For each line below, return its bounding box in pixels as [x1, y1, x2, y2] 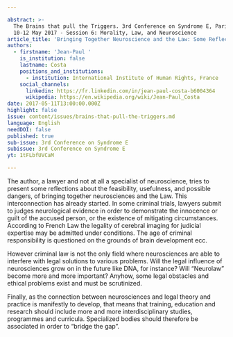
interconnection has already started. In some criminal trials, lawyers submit [7, 199, 222, 207]
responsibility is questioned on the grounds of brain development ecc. [7, 236, 208, 244]
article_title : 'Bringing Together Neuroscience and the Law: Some [7, 35, 207, 42]
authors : [7, 42, 33, 49]
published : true [7, 133, 54, 140]
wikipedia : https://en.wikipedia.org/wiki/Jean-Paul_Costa [25, 94, 200, 101]
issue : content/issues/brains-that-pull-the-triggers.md [7, 113, 175, 120]
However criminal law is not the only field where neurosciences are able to [7, 249, 221, 258]
